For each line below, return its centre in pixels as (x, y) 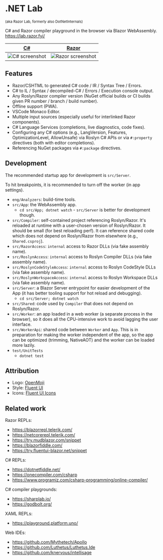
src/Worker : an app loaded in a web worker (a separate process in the (82, 314)
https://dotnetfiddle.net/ (36, 470)
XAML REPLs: (19, 514)
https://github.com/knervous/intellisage (52, 553)
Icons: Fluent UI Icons (34, 393)
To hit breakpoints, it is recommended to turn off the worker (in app (73, 185)
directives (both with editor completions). (53, 143)
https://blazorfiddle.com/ (37, 445)
